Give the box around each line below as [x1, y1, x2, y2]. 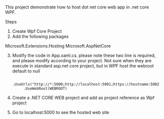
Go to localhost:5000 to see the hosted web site [12, 110, 109, 115]
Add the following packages [12, 34, 69, 39]
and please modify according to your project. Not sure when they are [12, 58, 152, 63]
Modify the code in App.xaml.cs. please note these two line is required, [12, 52, 156, 58]
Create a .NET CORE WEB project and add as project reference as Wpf [12, 95, 155, 100]
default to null [12, 68, 40, 74]
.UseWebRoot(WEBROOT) [23, 86, 68, 91]
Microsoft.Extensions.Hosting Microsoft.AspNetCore [5, 43, 111, 48]
